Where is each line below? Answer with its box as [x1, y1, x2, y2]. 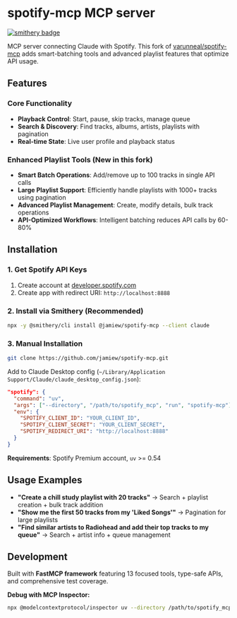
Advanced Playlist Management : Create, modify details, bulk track [17, 200, 214, 209]
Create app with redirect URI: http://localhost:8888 [17, 288, 171, 297]
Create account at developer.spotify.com [17, 281, 137, 289]
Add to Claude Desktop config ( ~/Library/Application [7, 367, 166, 375]
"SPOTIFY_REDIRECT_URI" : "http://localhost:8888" [20, 428, 169, 435]
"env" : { [13, 408, 39, 416]
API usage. [7, 56, 39, 65]
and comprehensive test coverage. [7, 577, 109, 586]
